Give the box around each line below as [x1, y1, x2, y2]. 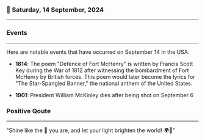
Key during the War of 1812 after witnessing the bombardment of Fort [15, 67, 189, 74]
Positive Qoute [6, 106, 51, 115]
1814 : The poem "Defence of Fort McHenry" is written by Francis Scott [15, 60, 193, 67]
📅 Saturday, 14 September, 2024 [6, 6, 104, 14]
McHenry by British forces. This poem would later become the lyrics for [15, 73, 195, 80]
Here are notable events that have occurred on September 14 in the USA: [6, 48, 190, 56]
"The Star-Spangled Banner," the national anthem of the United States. [15, 79, 193, 87]
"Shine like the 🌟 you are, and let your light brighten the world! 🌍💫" [6, 127, 176, 134]
